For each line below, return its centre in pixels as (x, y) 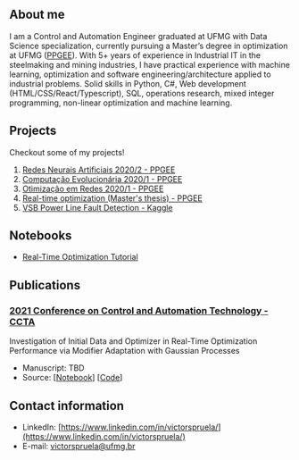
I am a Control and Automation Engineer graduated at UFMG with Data (138, 36)
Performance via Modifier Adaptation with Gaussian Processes (125, 351)
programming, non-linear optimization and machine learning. (121, 103)
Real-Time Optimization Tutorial (80, 257)
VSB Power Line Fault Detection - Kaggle (97, 207)
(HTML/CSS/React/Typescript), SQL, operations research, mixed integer (142, 93)
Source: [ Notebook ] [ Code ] (72, 378)
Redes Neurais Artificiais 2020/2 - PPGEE (99, 170)
